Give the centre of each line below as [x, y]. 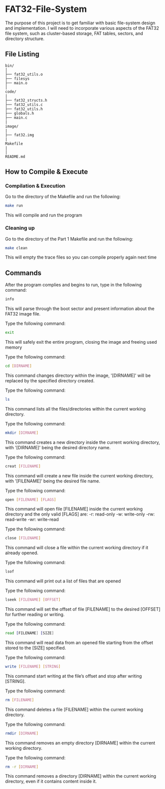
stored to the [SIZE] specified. [36, 648]
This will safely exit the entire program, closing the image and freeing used [81, 342]
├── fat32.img [20, 135]
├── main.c [16, 117]
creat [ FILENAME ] [23, 466]
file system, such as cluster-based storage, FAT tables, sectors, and [74, 33]
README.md [15, 157]
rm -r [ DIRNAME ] [22, 767]
